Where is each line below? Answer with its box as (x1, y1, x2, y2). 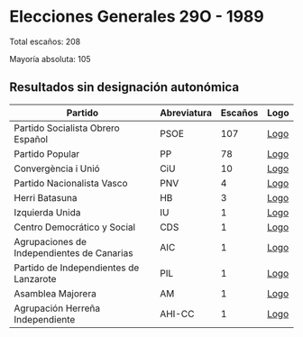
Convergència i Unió (14, 162, 101, 175)
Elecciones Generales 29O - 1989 (9, 6, 264, 27)
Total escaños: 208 (9, 36, 81, 47)
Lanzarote (14, 272, 57, 285)
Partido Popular (14, 147, 80, 159)
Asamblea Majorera (14, 287, 96, 299)
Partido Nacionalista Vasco (14, 177, 128, 189)
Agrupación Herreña (14, 302, 101, 314)
